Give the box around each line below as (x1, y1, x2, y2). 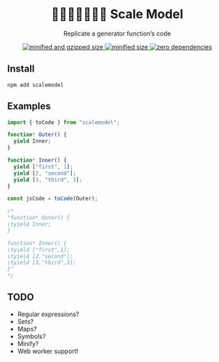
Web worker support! (17, 347, 79, 355)
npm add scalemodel (7, 81, 64, 88)
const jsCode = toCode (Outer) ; (7, 195, 98, 203)
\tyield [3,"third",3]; (7, 259, 77, 267)
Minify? (17, 339, 39, 347)
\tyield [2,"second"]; (7, 253, 73, 260)
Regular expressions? (17, 310, 80, 318)
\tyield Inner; (7, 221, 52, 228)
